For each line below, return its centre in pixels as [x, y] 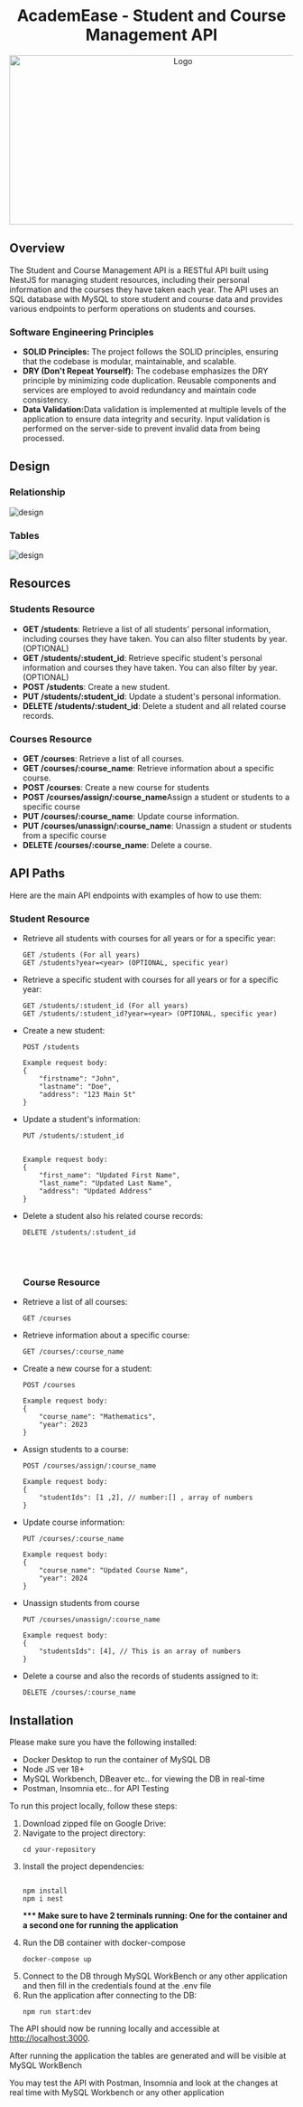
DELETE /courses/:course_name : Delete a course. [117, 846]
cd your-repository [59, 1850]
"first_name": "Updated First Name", [110, 1176]
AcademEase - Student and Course [151, 16]
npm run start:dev [57, 2012]
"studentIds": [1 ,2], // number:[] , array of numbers [146, 1498]
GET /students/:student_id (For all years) [106, 1006]
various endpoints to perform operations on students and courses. [133, 308]
